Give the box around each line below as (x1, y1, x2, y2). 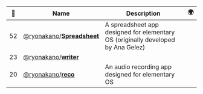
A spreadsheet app (105, 20, 159, 29)
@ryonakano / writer (23, 53, 80, 61)
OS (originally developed (105, 36, 175, 44)
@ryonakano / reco (23, 70, 75, 78)
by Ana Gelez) (105, 43, 146, 51)
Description (126, 9, 161, 17)
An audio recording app (105, 63, 172, 71)
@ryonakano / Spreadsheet (23, 32, 100, 40)
